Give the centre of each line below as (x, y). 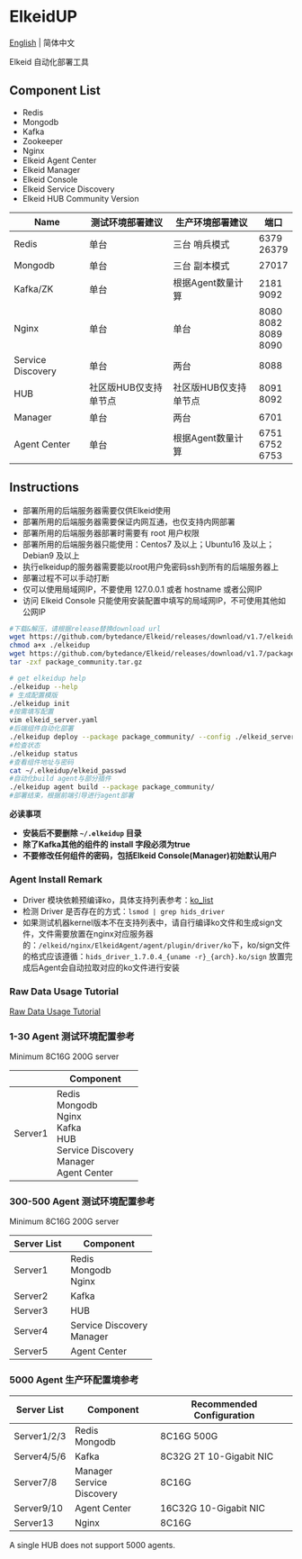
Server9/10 (38, 1508)
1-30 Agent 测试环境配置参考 (72, 1036)
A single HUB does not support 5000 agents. (92, 1545)
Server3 (31, 1310)
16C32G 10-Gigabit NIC (213, 1508)
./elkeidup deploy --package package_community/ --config (120, 737)
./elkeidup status (44, 754)
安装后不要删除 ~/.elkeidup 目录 (82, 833)
